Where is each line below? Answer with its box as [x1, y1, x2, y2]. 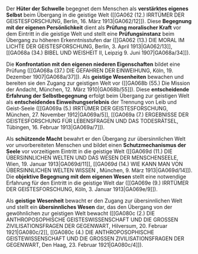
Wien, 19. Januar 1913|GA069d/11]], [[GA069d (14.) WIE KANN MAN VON [6, 160, 183, 167]
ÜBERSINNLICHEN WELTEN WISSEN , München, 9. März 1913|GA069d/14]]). [6, 167, 193, 174]
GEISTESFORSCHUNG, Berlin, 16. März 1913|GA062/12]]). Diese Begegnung [6, 18, 192, 24]
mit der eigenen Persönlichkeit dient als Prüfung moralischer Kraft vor [6, 24, 181, 31]
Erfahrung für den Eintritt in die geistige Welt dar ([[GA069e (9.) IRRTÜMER [6, 179, 189, 186]
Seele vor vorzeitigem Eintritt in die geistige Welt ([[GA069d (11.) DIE [6, 148, 173, 155]
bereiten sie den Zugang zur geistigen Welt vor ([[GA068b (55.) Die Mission [6, 80, 190, 87]
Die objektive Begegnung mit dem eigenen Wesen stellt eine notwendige [6, 173, 186, 180]
